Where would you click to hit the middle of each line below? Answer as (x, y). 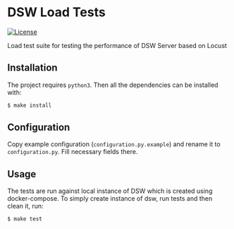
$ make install (30, 105)
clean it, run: (25, 206)
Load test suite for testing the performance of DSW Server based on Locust (117, 45)
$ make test (25, 219)
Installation (32, 68)
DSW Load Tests (56, 12)
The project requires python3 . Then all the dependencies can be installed (113, 85)
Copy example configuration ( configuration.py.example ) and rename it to (114, 144)
